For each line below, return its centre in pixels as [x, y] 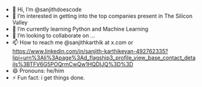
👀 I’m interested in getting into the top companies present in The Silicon [102, 16]
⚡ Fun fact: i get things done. [48, 78]
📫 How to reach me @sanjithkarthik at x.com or [73, 42]
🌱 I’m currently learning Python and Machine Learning [80, 29]
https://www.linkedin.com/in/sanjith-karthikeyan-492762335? [90, 51]
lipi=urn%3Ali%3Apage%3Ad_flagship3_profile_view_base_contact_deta [104, 58]
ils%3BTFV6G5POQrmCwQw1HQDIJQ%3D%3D [73, 64]
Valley [20, 22]
